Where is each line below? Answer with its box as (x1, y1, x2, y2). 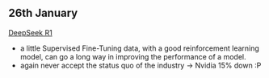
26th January (8, 6, 78, 20)
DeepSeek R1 (8, 27, 53, 37)
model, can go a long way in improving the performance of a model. (19, 51, 246, 61)
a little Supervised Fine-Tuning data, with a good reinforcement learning (19, 43, 260, 53)
